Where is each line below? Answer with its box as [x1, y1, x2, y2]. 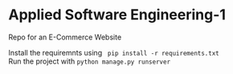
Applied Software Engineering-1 [8, 6, 227, 24]
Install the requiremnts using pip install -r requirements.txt [8, 47, 219, 57]
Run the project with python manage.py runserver [8, 56, 171, 66]
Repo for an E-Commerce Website [8, 32, 122, 42]
